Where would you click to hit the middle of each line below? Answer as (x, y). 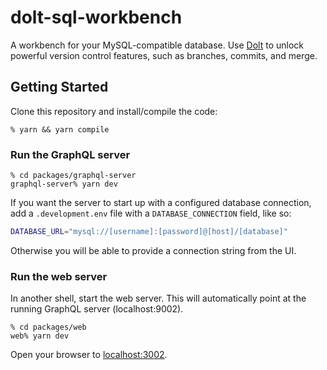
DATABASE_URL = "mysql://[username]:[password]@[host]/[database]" (149, 232)
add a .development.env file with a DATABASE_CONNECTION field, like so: (151, 213)
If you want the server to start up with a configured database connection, (161, 203)
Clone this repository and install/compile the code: (114, 111)
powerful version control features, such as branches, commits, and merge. (164, 55)
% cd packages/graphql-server (73, 176)
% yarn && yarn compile (60, 129)
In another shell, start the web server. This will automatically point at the (158, 298)
